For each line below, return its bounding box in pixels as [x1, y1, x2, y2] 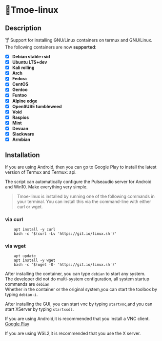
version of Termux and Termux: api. [5, 169, 77, 175]
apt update [14, 254, 36, 259]
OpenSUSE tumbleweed [12, 103, 62, 109]
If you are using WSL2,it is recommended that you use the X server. [5, 330, 141, 337]
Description [5, 24, 41, 32]
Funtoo [12, 92, 27, 98]
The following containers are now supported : [5, 44, 97, 50]
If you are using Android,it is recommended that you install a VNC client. [5, 316, 150, 322]
